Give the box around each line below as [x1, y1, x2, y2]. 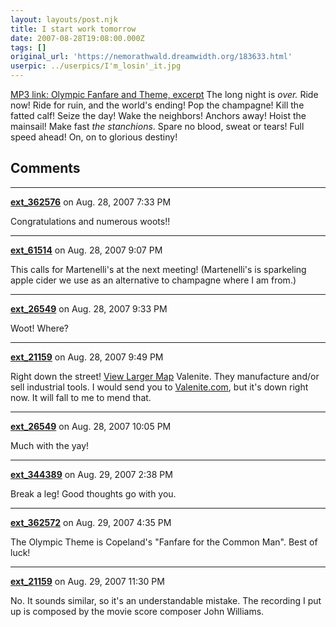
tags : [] [10, 42, 47, 53]
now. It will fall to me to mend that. [10, 391, 152, 403]
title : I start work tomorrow [10, 24, 137, 34]
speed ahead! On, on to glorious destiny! [10, 131, 178, 143]
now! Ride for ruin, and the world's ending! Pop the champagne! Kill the [10, 99, 305, 111]
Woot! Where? [10, 322, 70, 334]
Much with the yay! [10, 439, 90, 451]
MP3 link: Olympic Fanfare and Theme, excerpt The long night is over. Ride [10, 89, 319, 100]
